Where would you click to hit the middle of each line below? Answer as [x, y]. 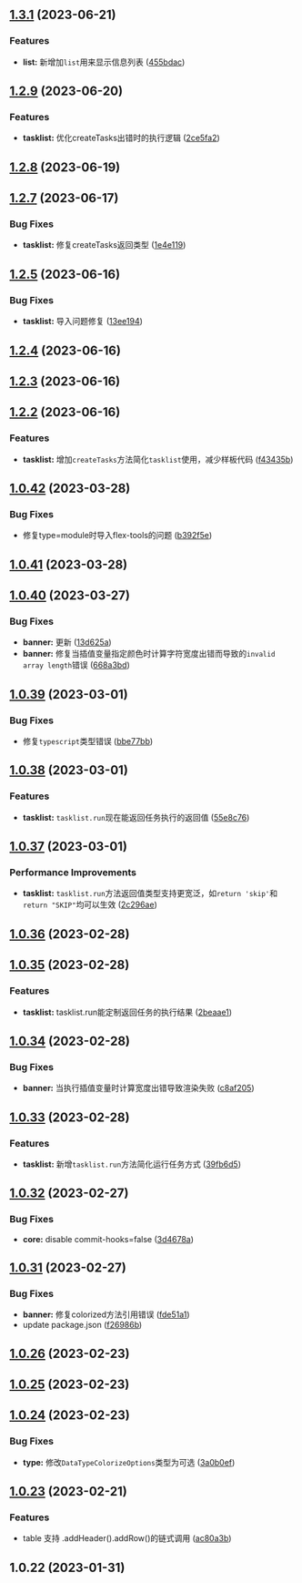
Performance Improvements [73, 873]
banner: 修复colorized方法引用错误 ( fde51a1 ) [106, 1314]
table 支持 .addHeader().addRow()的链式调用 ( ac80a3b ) [127, 1538]
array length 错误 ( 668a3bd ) [76, 665]
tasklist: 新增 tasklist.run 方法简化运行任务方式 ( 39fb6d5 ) [131, 1164]
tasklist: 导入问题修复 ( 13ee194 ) [83, 322]
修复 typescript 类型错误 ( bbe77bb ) [88, 741]
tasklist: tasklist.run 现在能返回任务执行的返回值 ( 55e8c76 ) [136, 817]
